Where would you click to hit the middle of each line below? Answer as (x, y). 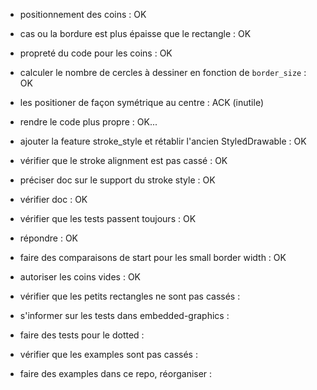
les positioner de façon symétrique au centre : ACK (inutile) (142, 102)
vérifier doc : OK (53, 199)
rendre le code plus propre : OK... (88, 122)
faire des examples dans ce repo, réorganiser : (116, 373)
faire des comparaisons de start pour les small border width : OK (153, 257)
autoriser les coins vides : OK (80, 277)
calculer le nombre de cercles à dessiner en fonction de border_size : (163, 72)
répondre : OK (49, 238)
